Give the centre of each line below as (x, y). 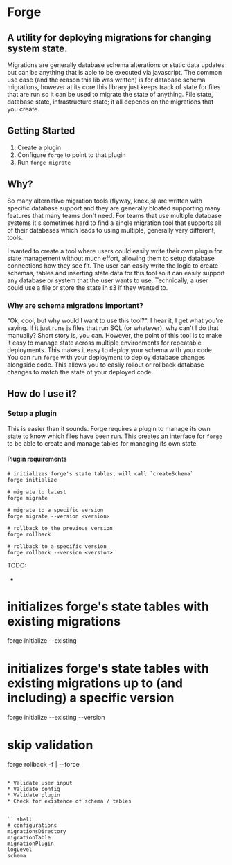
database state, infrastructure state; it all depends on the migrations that (110, 102)
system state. (37, 48)
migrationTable (29, 837)
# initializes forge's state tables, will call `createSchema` (100, 474)
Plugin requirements (37, 459)
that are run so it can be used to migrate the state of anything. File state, (110, 94)
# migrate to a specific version (55, 510)
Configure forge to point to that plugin (71, 155)
